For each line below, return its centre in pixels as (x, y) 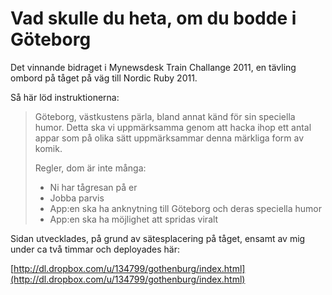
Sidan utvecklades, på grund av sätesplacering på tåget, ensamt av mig (158, 238)
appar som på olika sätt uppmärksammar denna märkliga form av (169, 138)
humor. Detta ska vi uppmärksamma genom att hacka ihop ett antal (173, 127)
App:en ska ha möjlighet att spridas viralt (134, 219)
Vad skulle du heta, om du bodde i (153, 18)
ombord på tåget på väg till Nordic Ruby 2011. (104, 78)
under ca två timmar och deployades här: (95, 249)
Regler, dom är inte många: (90, 168)
